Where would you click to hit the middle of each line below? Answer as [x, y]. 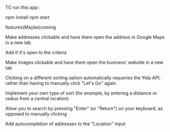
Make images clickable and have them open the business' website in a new [84, 62]
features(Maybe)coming [31, 27]
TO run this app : [23, 7]
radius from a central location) [37, 98]
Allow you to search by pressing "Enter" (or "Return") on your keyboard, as [84, 108]
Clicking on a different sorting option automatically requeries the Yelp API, [83, 78]
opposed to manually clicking [36, 114]
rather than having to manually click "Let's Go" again [61, 83]
